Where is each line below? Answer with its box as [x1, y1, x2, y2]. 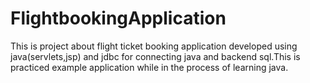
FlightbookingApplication [10, 7, 227, 30]
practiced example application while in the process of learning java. [10, 61, 289, 73]
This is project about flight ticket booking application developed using [10, 40, 298, 52]
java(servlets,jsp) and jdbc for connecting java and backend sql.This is [10, 50, 301, 62]
